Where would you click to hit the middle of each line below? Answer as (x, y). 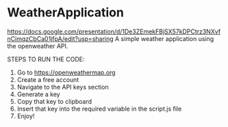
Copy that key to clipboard (54, 101)
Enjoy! (26, 116)
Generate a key (38, 94)
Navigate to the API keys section (63, 87)
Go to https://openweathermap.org (66, 72)
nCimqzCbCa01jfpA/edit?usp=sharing (61, 38)
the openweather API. (38, 46)
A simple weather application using (165, 38)
